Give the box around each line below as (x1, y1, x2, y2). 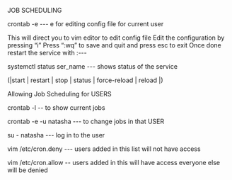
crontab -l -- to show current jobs (7, 103, 105, 112)
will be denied (7, 166, 48, 174)
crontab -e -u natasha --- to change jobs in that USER (7, 117, 165, 125)
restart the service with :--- (7, 49, 87, 57)
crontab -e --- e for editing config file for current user (7, 20, 164, 28)
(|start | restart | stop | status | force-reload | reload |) (7, 76, 164, 84)
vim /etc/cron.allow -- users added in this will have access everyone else (7, 159, 221, 167)
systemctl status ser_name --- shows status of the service (7, 62, 178, 70)
